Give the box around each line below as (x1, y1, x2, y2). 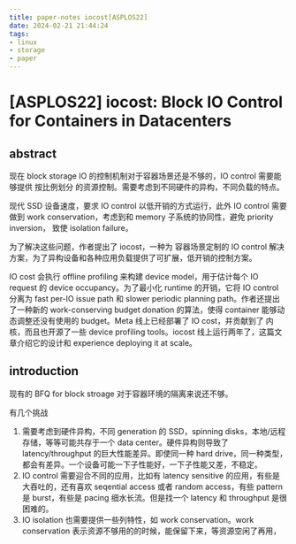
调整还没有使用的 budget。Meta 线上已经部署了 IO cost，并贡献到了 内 (16, 316, 274, 326)
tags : (9, 29, 29, 38)
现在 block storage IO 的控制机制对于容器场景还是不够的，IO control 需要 (9, 171, 274, 181)
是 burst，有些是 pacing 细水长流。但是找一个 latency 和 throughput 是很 (21, 492, 287, 502)
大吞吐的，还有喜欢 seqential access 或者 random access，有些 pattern (21, 481, 283, 492)
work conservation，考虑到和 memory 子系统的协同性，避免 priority (26, 211, 274, 222)
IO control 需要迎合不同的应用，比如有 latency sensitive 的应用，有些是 (21, 470, 281, 480)
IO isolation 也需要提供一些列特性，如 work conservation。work (21, 514, 254, 525)
